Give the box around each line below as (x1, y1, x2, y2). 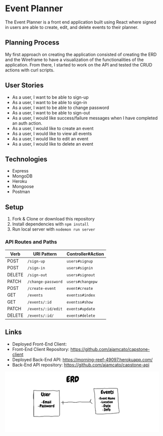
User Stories (5, 81, 44, 89)
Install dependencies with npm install (12, 221, 89, 227)
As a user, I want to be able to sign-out (12, 109, 90, 115)
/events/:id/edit (27, 306, 62, 311)
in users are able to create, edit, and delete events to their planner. (5, 24, 139, 30)
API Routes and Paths (5, 239, 57, 245)
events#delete (66, 313, 95, 318)
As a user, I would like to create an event (12, 125, 94, 131)
